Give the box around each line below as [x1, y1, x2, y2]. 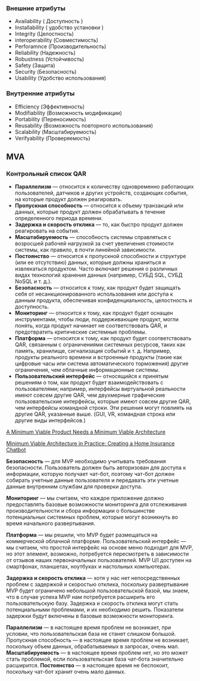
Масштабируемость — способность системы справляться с [14, 234, 171, 241]
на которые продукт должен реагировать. [14, 196, 123, 203]
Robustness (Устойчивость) [14, 55, 85, 63]
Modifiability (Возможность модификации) [14, 109, 122, 117]
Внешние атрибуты [6, 4, 65, 12]
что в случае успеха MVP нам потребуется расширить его [6, 594, 155, 601]
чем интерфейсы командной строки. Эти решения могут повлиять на [14, 404, 192, 412]
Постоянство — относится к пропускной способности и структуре [14, 253, 186, 260]
